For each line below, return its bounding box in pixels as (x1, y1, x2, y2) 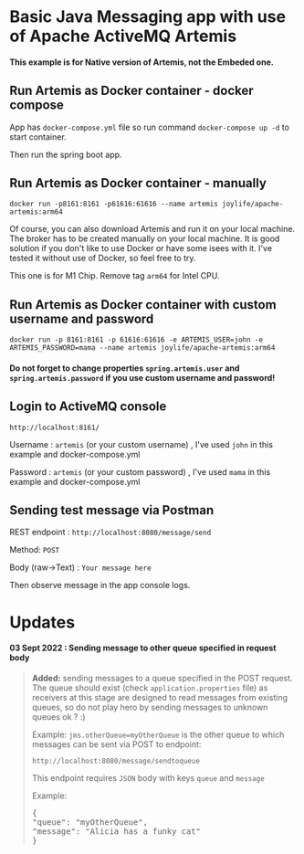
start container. (9, 131, 67, 142)
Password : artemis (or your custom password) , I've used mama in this (9, 466, 271, 477)
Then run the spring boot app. (9, 149, 122, 160)
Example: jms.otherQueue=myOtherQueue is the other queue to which (31, 729, 285, 740)
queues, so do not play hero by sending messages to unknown (31, 701, 268, 712)
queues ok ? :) (31, 711, 86, 722)
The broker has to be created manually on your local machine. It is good (9, 233, 280, 244)
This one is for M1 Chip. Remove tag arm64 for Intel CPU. (9, 270, 220, 281)
